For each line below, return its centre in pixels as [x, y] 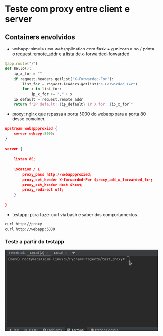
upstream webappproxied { [31, 128]
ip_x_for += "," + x [52, 94]
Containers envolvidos [40, 37]
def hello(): [18, 68]
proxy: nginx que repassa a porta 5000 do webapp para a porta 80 [79, 114]
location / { [27, 169]
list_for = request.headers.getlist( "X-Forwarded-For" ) [80, 84]
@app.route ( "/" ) [21, 64]
